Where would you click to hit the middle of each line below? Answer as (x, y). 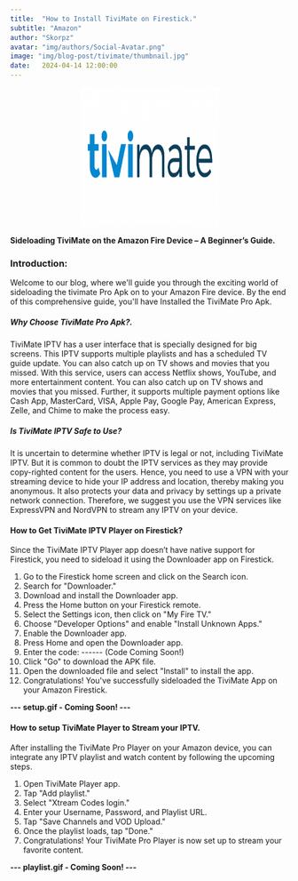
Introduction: (39, 263)
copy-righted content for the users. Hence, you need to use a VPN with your (149, 472)
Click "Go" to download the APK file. (89, 661)
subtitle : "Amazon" (46, 28)
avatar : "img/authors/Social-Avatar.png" (88, 47)
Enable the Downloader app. (75, 633)
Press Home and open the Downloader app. (103, 643)
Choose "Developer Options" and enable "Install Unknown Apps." (142, 624)
